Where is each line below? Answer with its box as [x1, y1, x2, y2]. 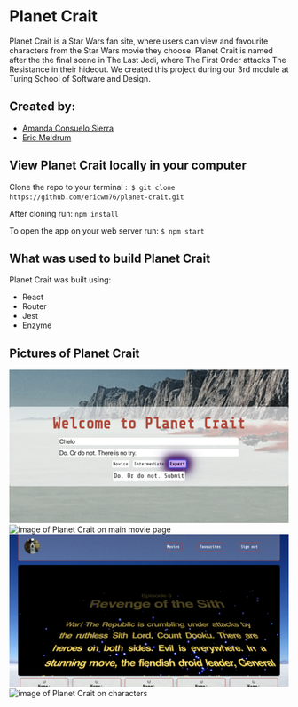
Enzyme [21, 320, 52, 330]
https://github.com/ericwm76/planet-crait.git [9, 193, 184, 202]
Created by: [9, 99, 76, 115]
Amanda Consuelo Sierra [21, 123, 114, 133]
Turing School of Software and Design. [9, 73, 151, 83]
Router [21, 301, 47, 312]
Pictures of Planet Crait [9, 346, 140, 361]
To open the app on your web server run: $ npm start [9, 225, 206, 236]
